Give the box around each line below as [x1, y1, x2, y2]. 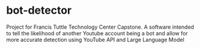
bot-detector [6, 4, 72, 17]
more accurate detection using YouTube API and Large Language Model [6, 36, 184, 43]
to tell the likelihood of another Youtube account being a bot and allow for [6, 29, 188, 36]
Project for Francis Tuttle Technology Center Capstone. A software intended [6, 23, 194, 30]
